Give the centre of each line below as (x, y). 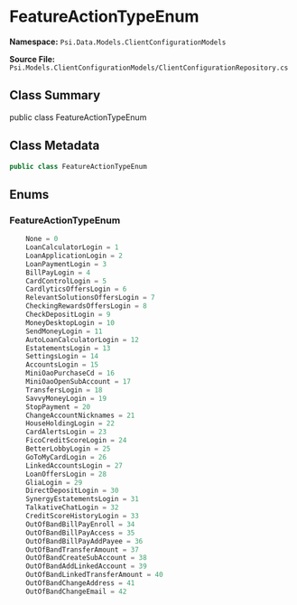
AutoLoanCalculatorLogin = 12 (83, 340)
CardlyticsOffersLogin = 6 (76, 289)
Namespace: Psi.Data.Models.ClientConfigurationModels (118, 42)
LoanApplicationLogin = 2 (74, 256)
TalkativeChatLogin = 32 (72, 507)
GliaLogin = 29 (54, 482)
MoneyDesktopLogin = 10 (70, 322)
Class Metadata (55, 146)
